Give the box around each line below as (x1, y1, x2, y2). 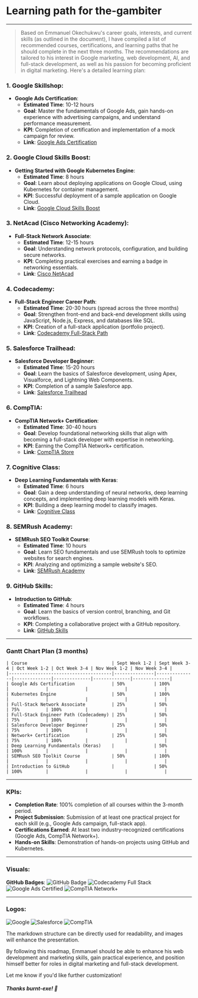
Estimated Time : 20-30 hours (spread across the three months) (23, 305, 179, 312)
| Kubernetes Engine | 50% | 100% (6, 691, 170, 697)
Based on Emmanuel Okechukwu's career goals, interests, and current (20, 29, 192, 36)
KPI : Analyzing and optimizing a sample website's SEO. (23, 561, 158, 568)
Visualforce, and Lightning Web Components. (23, 376, 134, 384)
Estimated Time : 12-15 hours (23, 239, 94, 246)
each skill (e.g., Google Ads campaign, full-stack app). (14, 820, 147, 827)
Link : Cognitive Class (23, 508, 75, 515)
